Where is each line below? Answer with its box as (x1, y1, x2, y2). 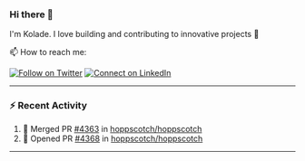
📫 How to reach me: (9, 47, 87, 58)
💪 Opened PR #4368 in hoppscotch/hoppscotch (22, 133, 203, 144)
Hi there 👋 (9, 8, 54, 21)
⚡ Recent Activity (9, 99, 88, 112)
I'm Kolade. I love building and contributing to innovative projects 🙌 (9, 29, 260, 40)
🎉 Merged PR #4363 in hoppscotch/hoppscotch (22, 123, 202, 134)
